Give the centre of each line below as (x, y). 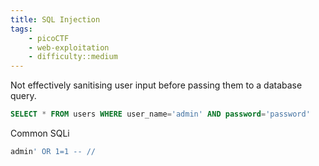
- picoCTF (49, 38)
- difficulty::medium (73, 57)
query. (23, 96)
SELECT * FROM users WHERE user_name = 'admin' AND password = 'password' (160, 114)
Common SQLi (40, 133)
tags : (21, 29)
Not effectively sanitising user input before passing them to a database (156, 85)
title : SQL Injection (55, 19)
